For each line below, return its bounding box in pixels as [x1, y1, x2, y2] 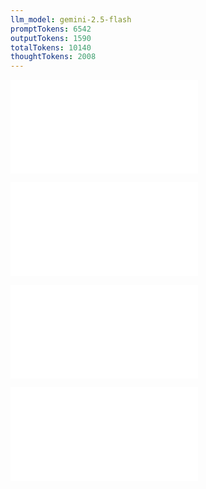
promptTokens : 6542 [10, 24, 92, 34]
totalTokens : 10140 [10, 42, 92, 53]
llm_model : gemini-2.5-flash [10, 14, 132, 25]
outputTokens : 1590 [10, 33, 92, 43]
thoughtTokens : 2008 [10, 52, 97, 62]
